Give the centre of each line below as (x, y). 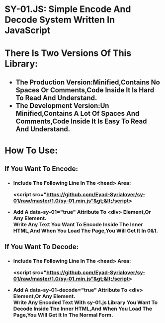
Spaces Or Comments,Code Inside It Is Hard (85, 90)
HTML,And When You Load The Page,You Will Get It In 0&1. (86, 231)
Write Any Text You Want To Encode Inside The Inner (78, 225)
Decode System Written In (60, 20)
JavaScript (28, 30)
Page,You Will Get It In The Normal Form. (63, 315)
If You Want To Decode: (42, 247)
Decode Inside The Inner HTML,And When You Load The (83, 309)
